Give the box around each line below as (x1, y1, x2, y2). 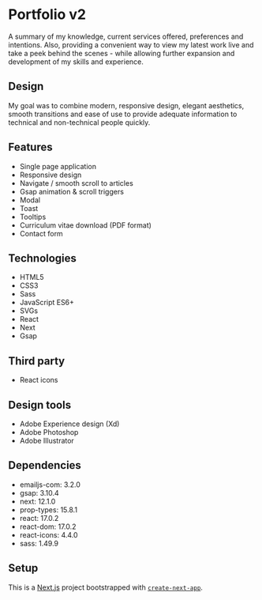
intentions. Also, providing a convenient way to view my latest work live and (8, 40, 254, 49)
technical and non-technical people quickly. (8, 117, 151, 127)
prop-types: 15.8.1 (19, 504, 77, 515)
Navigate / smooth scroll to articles (19, 178, 134, 187)
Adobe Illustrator (19, 436, 75, 445)
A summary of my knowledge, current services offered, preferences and (8, 32, 244, 41)
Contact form (19, 228, 63, 238)
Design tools (8, 398, 72, 412)
